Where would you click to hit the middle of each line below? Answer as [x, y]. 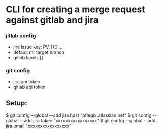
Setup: [17, 103]
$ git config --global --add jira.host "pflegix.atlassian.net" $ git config [79, 115]
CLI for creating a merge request [75, 9]
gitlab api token [29, 87]
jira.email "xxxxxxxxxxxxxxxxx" [39, 126]
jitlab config [21, 36]
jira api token [27, 81]
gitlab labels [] [28, 58]
